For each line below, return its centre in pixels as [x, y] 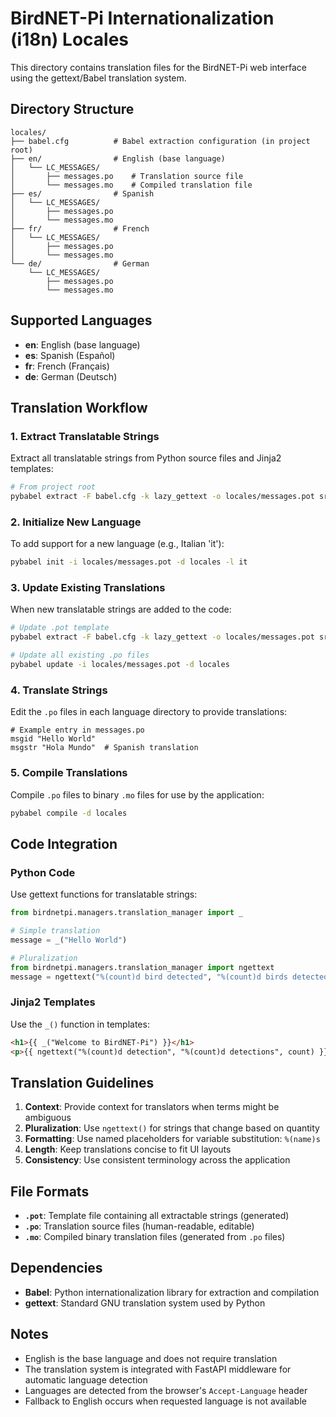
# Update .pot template [60, 628]
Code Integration [64, 843]
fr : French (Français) [67, 366]
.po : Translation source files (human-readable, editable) [139, 1226]
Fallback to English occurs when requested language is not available [165, 1401]
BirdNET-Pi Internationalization [142, 18]
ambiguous [48, 1118]
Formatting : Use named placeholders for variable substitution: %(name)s [172, 1139]
